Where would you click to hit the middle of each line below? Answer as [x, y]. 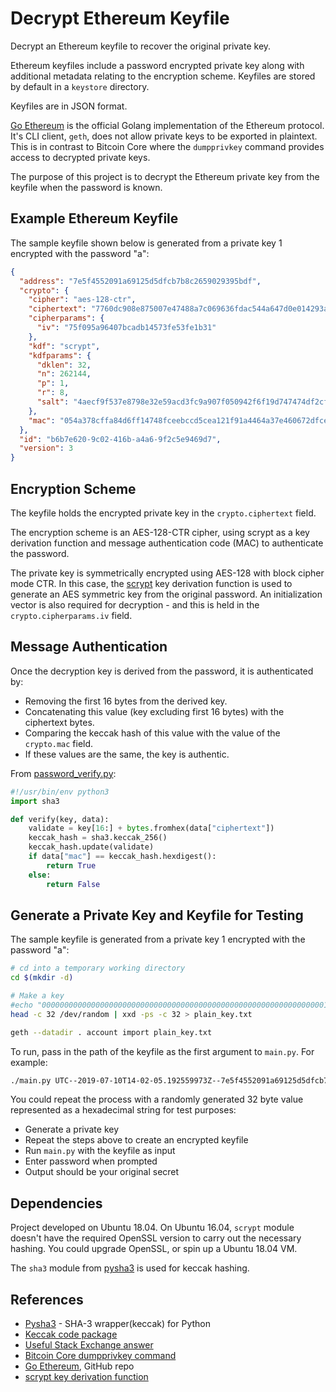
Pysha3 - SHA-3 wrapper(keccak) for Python [117, 1324]
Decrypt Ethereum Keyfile [120, 18]
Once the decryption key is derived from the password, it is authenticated [162, 671]
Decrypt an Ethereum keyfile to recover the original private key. [141, 46]
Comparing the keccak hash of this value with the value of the [152, 733]
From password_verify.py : [63, 773]
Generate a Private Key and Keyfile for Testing [157, 915]
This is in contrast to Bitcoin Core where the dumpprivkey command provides [167, 146]
